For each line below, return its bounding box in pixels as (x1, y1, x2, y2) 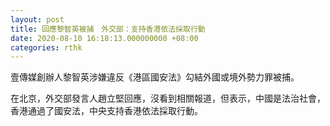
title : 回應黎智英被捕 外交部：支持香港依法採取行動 (10, 24, 206, 34)
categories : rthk (10, 42, 83, 53)
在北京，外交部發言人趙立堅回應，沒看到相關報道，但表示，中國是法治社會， (10, 92, 326, 105)
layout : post (10, 14, 65, 25)
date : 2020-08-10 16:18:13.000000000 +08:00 (10, 33, 199, 43)
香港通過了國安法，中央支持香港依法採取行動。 (10, 105, 203, 117)
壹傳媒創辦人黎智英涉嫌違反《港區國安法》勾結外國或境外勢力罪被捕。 (10, 71, 300, 83)
